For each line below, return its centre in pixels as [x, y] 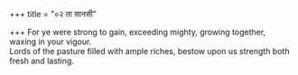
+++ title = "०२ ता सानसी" [53, 14]
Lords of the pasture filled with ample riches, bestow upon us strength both [149, 51]
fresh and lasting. [42, 61]
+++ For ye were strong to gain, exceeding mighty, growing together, [138, 32]
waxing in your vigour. [51, 42]
